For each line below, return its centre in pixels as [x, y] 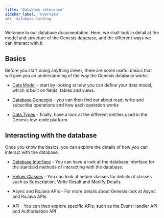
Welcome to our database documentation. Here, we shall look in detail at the [82, 33]
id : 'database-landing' [29, 19]
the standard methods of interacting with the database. [68, 167]
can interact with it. [24, 43]
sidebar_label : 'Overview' [33, 14]
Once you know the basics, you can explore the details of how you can [76, 147]
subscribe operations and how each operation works [65, 105]
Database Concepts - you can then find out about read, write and [78, 100]
